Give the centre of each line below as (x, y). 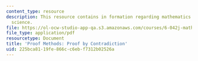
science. (22, 22)
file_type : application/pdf (41, 33)
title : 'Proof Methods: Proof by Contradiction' (67, 44)
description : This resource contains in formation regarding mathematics (99, 17)
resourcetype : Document (35, 38)
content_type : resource (35, 11)
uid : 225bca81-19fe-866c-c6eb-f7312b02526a (60, 49)
